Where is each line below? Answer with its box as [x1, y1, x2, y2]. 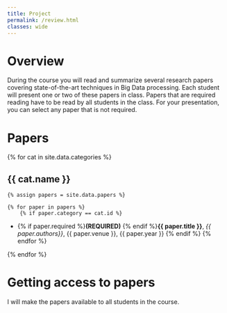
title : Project [7, 10, 51, 17]
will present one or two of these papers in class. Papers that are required [7, 91, 216, 99]
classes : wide [7, 23, 49, 30]
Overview [7, 53, 65, 69]
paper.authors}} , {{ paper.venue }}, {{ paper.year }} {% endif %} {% [17, 230, 212, 238]
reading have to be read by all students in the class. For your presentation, [7, 98, 220, 106]
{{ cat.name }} [7, 173, 71, 185]
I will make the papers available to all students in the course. [7, 298, 180, 306]
